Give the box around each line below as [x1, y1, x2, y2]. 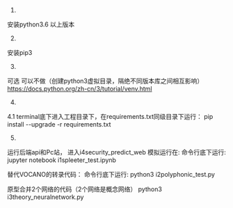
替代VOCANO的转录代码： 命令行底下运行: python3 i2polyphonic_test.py [7, 170, 216, 178]
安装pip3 [7, 49, 33, 56]
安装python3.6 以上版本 [7, 20, 75, 29]
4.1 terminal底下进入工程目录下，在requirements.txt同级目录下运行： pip [7, 113, 214, 120]
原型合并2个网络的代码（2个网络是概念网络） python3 [7, 185, 162, 193]
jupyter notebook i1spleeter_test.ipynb [7, 156, 117, 164]
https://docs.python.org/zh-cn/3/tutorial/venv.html [7, 85, 152, 93]
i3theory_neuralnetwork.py [7, 193, 84, 201]
